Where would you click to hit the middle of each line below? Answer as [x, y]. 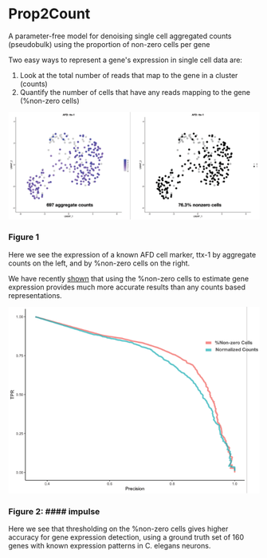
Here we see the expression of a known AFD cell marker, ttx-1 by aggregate [132, 254]
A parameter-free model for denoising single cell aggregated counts [120, 36]
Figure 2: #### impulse [54, 511]
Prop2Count [49, 14]
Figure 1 [24, 238]
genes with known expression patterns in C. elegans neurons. [110, 546]
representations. [35, 295]
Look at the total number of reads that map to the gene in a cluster [129, 75]
